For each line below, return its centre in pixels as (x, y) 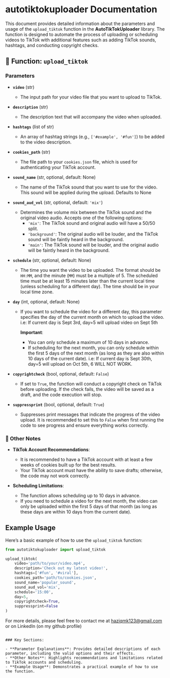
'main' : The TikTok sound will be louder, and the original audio (93, 245)
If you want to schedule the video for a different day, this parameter (91, 311)
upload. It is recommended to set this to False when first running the (92, 419)
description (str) (30, 107)
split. (33, 228)
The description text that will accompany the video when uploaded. (91, 116)
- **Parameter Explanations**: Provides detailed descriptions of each (83, 649)
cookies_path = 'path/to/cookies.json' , (55, 578)
